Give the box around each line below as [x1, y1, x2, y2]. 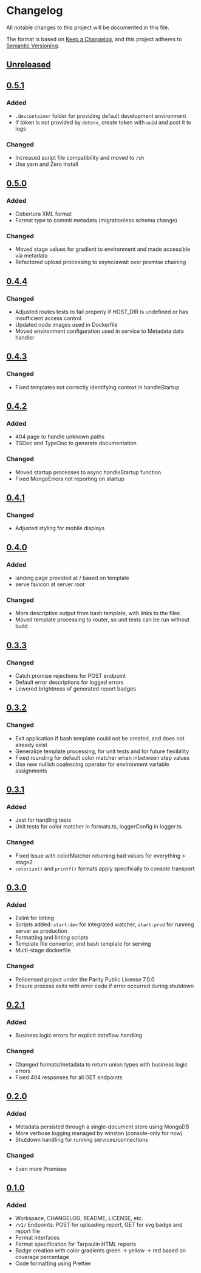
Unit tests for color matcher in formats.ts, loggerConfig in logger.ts [15, 823, 182, 830]
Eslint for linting [15, 915, 55, 922]
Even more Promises [15, 1165, 67, 1172]
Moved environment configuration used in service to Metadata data [15, 327, 184, 335]
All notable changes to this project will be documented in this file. [6, 24, 170, 31]
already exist [15, 741, 47, 748]
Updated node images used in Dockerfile [15, 321, 118, 328]
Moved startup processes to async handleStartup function [15, 468, 162, 476]
